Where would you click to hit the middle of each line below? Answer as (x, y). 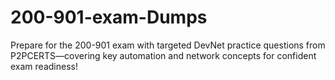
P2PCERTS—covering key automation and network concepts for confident (163, 55)
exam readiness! (44, 66)
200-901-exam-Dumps (109, 17)
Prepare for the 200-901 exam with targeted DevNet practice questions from (168, 45)
